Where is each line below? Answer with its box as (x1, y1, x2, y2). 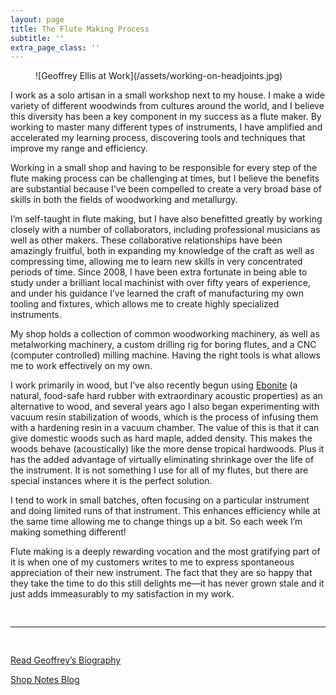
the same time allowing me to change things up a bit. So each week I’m (10, 516, 303, 528)
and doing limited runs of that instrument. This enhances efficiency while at (10, 505, 321, 517)
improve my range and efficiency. (10, 142, 148, 155)
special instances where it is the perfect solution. (10, 475, 213, 487)
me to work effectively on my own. (10, 360, 153, 372)
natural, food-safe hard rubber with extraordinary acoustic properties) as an (10, 390, 323, 402)
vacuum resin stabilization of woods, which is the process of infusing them (10, 411, 319, 423)
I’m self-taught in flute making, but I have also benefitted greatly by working (10, 213, 323, 225)
